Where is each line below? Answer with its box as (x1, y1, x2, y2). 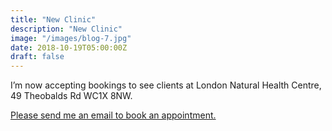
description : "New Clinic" (10, 24, 123, 34)
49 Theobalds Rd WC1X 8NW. (10, 90, 133, 102)
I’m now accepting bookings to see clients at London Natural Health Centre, (10, 79, 322, 91)
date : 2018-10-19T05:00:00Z (10, 42, 128, 53)
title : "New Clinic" (10, 14, 97, 25)
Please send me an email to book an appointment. (10, 109, 217, 121)
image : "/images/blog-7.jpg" (10, 33, 132, 43)
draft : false (10, 52, 65, 62)
